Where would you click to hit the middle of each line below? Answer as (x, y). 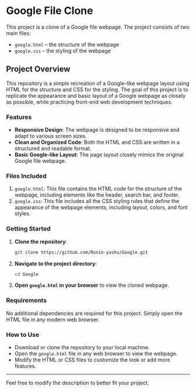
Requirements (27, 301)
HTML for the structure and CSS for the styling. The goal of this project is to (97, 90)
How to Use (23, 335)
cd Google (27, 274)
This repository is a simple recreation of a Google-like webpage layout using (98, 83)
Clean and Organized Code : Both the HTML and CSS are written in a (97, 142)
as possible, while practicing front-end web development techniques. (90, 102)
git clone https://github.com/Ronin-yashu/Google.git (81, 252)
